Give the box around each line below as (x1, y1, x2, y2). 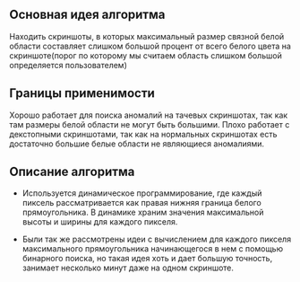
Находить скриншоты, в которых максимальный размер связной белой (9, 31, 285, 41)
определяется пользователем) (9, 59, 127, 70)
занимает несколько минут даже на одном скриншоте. (21, 262, 235, 273)
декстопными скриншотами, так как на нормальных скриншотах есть (9, 128, 278, 139)
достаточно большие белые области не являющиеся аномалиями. (9, 138, 265, 149)
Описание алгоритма (9, 164, 135, 180)
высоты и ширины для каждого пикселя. (21, 216, 178, 227)
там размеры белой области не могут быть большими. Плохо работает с (9, 119, 290, 129)
